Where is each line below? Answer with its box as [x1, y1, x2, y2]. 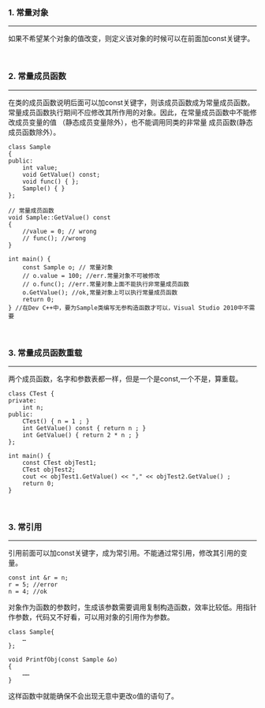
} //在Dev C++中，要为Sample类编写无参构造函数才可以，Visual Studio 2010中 [8, 304, 244, 312]
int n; [22, 403, 44, 411]
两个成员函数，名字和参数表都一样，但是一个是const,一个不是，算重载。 [8, 373, 243, 384]
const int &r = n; [8, 574, 69, 582]
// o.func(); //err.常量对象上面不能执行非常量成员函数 [22, 280, 189, 288]
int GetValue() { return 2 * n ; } [22, 431, 140, 439]
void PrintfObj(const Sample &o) [8, 656, 118, 664]
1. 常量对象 [8, 6, 49, 17]
